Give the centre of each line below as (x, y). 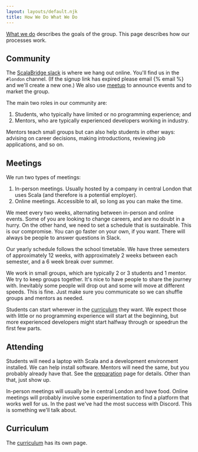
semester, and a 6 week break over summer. (60, 262)
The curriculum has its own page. (47, 443)
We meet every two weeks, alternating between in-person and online (90, 213)
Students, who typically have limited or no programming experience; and (103, 114)
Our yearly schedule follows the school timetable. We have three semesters (98, 249)
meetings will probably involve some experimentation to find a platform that (98, 397)
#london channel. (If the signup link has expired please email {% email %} (95, 79)
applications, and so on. (35, 144)
